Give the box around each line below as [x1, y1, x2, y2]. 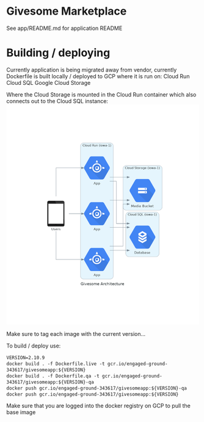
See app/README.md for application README [6, 24, 123, 32]
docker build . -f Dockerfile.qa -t [6, 373, 100, 379]
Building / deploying [6, 46, 111, 60]
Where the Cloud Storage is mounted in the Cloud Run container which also [6, 90, 197, 98]
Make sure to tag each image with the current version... [6, 330, 146, 337]
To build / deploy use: [6, 342, 61, 349]
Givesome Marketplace [6, 4, 127, 18]
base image [6, 408, 36, 416]
